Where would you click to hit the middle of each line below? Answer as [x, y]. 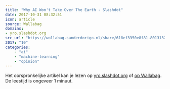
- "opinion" [27, 61]
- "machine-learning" [37, 57]
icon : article [20, 19]
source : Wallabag [24, 24]
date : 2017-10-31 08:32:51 [34, 15]
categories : [18, 47]
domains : [14, 29]
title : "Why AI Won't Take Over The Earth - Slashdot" [64, 10]
